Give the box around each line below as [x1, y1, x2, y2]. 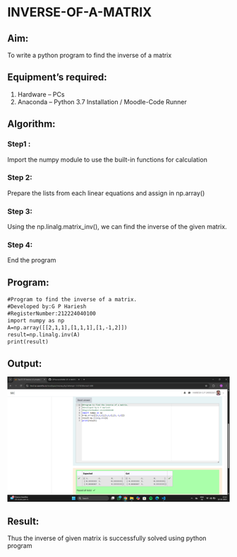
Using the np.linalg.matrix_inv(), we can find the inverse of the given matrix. [7, 223, 227, 231]
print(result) [7, 338, 49, 345]
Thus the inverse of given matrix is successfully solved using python [7, 534, 207, 543]
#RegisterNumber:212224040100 [7, 310, 97, 317]
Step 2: [7, 173, 33, 183]
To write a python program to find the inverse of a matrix [7, 51, 172, 59]
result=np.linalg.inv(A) [7, 331, 80, 338]
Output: [7, 357, 42, 369]
